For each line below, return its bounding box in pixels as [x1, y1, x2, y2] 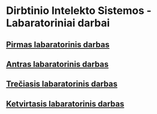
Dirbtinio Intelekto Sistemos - [6, 4, 152, 17]
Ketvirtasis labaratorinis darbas [6, 99, 125, 109]
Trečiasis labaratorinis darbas [6, 79, 118, 89]
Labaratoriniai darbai [6, 16, 110, 30]
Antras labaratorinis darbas [6, 59, 109, 69]
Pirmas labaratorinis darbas [6, 40, 110, 49]
